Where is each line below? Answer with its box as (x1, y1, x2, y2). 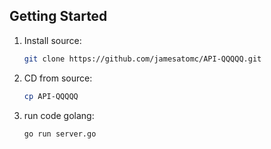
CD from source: (23, 72, 93, 84)
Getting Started (9, 8, 108, 25)
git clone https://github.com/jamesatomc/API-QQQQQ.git (23, 54, 262, 64)
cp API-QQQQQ (23, 91, 79, 101)
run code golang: (23, 109, 95, 121)
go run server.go (23, 129, 97, 139)
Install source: (23, 34, 82, 46)
